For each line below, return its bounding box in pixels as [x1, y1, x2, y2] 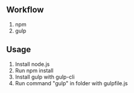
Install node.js [14, 60, 50, 68]
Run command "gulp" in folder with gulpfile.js [14, 79, 128, 86]
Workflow [6, 5, 44, 15]
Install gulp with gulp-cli [14, 73, 75, 80]
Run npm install [14, 67, 54, 74]
